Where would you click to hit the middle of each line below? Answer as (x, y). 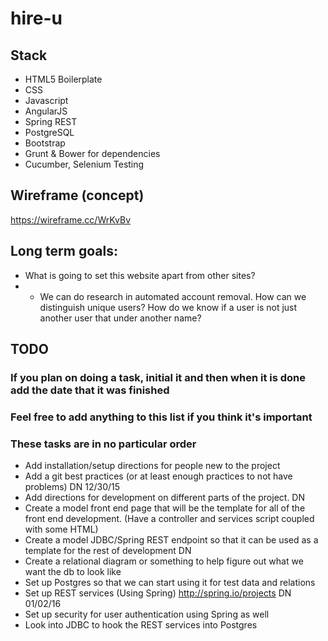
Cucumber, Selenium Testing (84, 164)
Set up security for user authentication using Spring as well (147, 614)
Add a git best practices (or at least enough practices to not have (158, 476)
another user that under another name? (120, 318)
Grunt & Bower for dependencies (92, 153)
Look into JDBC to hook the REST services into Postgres (141, 625)
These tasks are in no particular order (103, 444)
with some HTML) (61, 529)
